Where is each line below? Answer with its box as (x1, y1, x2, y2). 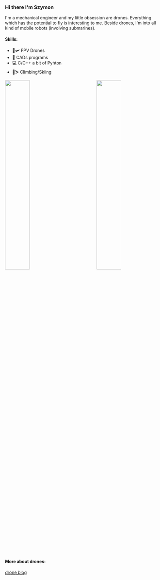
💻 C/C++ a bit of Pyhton (12, 60, 62, 65)
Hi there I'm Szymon (5, 4, 54, 11)
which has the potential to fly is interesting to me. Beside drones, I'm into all (5, 20, 156, 26)
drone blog (5, 569, 27, 575)
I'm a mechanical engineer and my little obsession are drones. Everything (5, 15, 152, 21)
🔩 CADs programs (12, 54, 48, 60)
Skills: (5, 36, 18, 42)
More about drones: (5, 559, 46, 564)
